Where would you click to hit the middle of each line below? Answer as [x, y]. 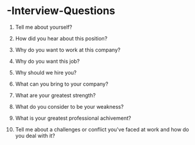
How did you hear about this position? [61, 38]
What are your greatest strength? [55, 95]
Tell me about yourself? [44, 27]
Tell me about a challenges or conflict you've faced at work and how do [102, 129]
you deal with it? [35, 136]
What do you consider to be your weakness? [70, 106]
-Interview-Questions [61, 11]
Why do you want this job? [47, 61]
